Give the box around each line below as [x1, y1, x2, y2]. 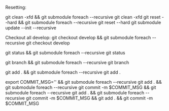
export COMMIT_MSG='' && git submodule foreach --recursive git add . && [5, 79, 162, 85]
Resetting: [5, 5, 26, 10]
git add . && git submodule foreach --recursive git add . [5, 69, 121, 75]
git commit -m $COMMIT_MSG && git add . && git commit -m [26, 95, 153, 101]
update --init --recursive [5, 25, 57, 31]
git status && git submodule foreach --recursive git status [5, 50, 125, 55]
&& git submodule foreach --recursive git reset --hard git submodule [18, 20, 161, 25]
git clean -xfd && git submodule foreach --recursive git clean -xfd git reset [5, 14, 161, 20]
